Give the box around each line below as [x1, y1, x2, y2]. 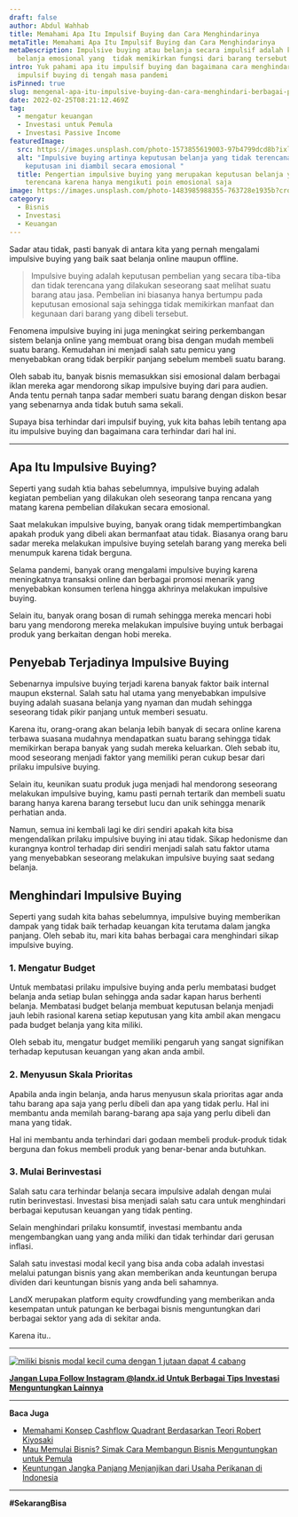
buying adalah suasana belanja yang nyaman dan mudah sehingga [9, 698, 253, 708]
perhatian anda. [9, 807, 67, 818]
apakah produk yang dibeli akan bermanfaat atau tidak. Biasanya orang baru [9, 529, 288, 540]
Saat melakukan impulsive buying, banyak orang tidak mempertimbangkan [9, 519, 282, 530]
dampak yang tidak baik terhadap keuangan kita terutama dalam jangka [9, 920, 271, 931]
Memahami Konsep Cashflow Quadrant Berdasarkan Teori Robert [21, 1425, 262, 1435]
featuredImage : [9, 137, 66, 146]
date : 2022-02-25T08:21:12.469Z [9, 95, 129, 105]
